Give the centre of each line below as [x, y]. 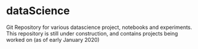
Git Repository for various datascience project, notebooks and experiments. [99, 27]
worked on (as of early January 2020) [53, 40]
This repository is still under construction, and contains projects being [92, 33]
